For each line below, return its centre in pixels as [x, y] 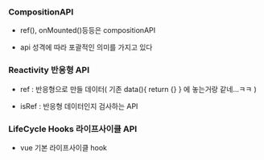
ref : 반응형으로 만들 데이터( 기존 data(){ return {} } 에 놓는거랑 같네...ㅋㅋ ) [138, 89]
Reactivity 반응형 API [49, 70]
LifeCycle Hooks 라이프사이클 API [73, 129]
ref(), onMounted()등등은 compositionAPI [87, 30]
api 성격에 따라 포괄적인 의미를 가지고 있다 [86, 47]
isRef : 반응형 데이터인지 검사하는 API [79, 106]
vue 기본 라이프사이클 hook [63, 147]
